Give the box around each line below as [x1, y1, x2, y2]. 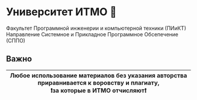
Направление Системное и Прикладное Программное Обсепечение [6, 30, 179, 37]
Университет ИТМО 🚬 [6, 5, 117, 19]
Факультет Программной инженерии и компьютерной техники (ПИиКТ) [6, 25, 186, 32]
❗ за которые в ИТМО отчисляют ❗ [50, 86, 147, 94]
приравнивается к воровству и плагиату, [38, 78, 159, 87]
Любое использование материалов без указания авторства [9, 71, 188, 80]
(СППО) [6, 37, 25, 44]
